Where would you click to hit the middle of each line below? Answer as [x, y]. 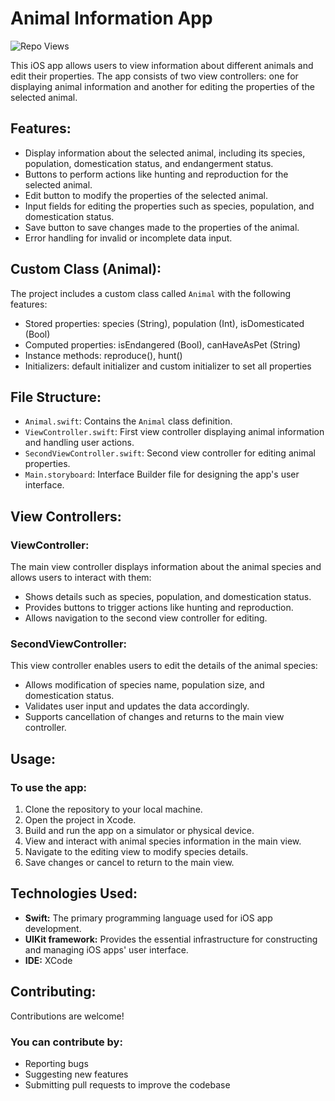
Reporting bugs [56, 1063]
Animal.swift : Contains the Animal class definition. [128, 421]
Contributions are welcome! [67, 1016]
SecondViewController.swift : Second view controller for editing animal [170, 453]
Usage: [33, 758]
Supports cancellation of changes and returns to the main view [154, 717]
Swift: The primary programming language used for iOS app [148, 918]
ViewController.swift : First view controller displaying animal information [174, 432]
